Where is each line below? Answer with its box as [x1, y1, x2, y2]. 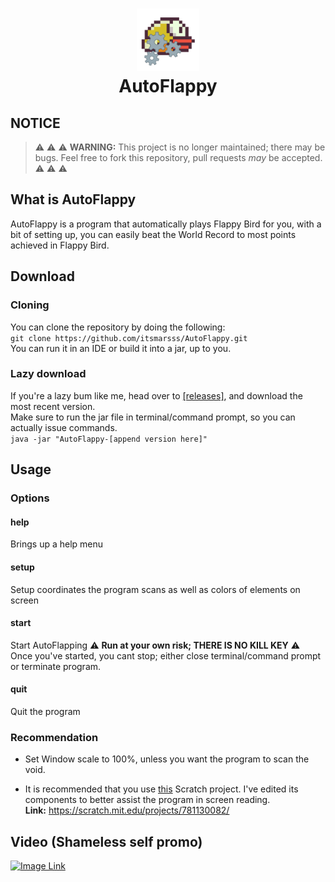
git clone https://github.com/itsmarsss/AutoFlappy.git [10, 333, 248, 343]
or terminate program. [10, 660, 102, 672]
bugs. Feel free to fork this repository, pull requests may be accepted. [34, 152, 323, 163]
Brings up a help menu [10, 538, 104, 550]
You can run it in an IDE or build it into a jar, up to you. [10, 342, 232, 354]
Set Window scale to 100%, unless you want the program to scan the [24, 753, 310, 765]
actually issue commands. [10, 421, 118, 433]
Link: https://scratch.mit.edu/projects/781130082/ [24, 804, 230, 817]
